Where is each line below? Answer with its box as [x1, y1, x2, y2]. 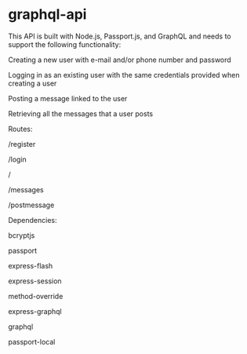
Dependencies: [8, 215, 57, 224]
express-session [8, 276, 62, 286]
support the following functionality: [8, 39, 122, 49]
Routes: [8, 124, 33, 133]
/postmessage [8, 200, 55, 210]
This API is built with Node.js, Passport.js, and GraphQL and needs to [8, 31, 231, 41]
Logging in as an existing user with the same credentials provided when [8, 70, 240, 79]
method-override [8, 291, 64, 301]
